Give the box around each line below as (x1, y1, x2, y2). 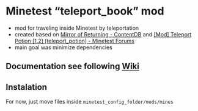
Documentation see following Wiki (5, 61, 140, 72)
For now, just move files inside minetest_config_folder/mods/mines (5, 98, 174, 106)
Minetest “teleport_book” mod (5, 4, 164, 18)
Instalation (5, 82, 47, 92)
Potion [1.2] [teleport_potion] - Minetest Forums (14, 37, 135, 44)
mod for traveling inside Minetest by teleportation (14, 24, 139, 32)
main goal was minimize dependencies (14, 44, 112, 51)
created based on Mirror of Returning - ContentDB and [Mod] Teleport (14, 30, 192, 38)
